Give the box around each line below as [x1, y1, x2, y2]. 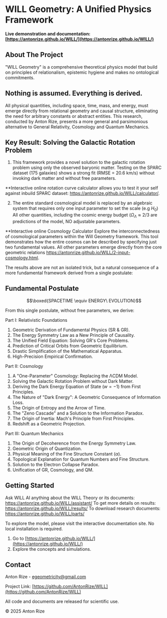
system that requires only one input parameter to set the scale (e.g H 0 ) [12, 205, 158, 213]
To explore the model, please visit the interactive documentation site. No [5, 520, 154, 526]
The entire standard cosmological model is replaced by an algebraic [12, 200, 152, 206]
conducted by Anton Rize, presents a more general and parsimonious [5, 118, 148, 124]
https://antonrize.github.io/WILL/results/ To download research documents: [5, 505, 161, 511]
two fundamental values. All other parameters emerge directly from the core [5, 244, 162, 250]
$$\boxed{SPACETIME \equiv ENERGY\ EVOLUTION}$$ [26, 297, 141, 304]
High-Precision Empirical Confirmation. [12, 353, 93, 359]
